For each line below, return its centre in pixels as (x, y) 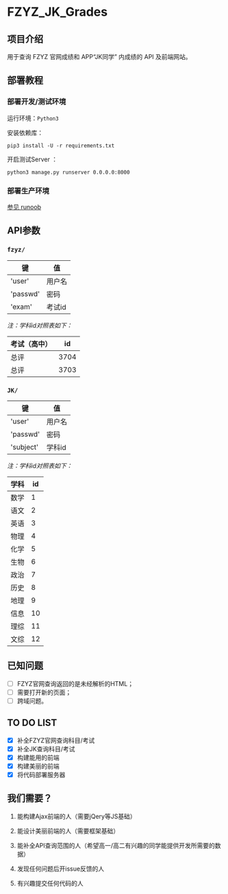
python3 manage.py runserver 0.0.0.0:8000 (68, 172)
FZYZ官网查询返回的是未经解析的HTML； (75, 683)
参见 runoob (24, 207)
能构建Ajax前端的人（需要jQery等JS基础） (76, 816)
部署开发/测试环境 (37, 102)
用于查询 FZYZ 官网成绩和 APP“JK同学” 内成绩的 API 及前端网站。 (99, 57)
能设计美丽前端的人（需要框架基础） (68, 831)
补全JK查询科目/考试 (46, 748)
